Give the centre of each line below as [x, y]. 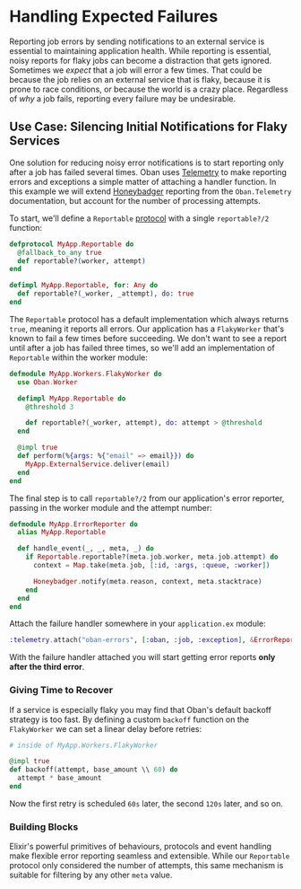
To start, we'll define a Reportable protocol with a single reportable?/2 [139, 218]
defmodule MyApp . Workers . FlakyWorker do [86, 374]
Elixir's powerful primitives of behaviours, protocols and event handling [140, 847]
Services [35, 141]
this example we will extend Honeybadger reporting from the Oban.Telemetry [150, 191]
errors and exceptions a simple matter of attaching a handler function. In [143, 181]
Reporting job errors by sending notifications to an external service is [137, 41]
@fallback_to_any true [60, 252]
